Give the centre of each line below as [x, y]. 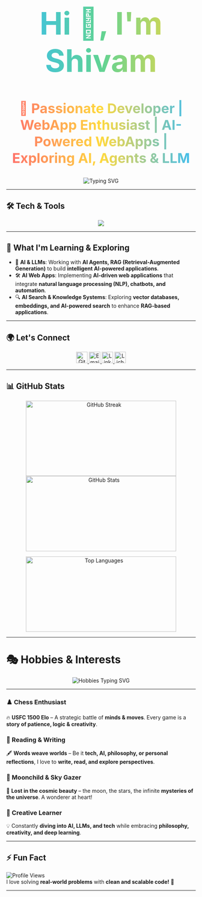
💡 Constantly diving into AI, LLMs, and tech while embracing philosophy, [98, 825]
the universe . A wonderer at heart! [49, 797]
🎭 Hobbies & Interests [64, 660]
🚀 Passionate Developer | [101, 108]
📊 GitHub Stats [35, 386]
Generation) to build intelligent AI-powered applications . [87, 268]
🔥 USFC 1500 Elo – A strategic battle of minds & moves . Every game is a [96, 718]
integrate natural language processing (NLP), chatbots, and [90, 284]
